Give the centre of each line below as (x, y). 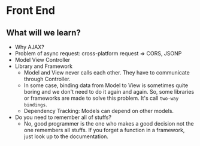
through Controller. (47, 79)
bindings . (35, 105)
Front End (31, 11)
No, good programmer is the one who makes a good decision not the (109, 123)
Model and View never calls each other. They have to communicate (107, 72)
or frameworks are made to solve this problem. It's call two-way (101, 98)
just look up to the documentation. (66, 136)
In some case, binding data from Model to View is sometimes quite (106, 85)
